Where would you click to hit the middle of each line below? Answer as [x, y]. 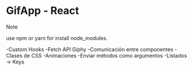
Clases [14, 55]
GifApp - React [43, 11]
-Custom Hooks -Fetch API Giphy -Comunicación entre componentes [90, 49]
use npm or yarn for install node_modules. [57, 38]
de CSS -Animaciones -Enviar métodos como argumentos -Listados [105, 55]
